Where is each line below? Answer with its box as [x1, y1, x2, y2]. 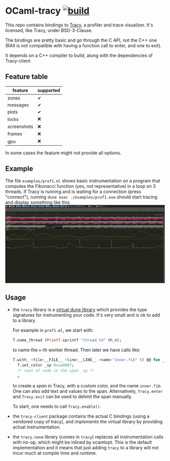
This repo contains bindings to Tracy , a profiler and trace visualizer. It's [5, 22, 153, 28]
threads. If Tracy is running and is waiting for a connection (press [5, 188, 142, 195]
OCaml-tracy [5, 5, 61, 17]
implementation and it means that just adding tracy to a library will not [12, 444, 159, 450]
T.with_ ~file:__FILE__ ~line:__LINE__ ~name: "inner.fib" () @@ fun [12, 357, 160, 363]
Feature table [5, 73, 48, 81]
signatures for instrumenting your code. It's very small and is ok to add [12, 312, 160, 318]
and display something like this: [5, 200, 71, 206]
